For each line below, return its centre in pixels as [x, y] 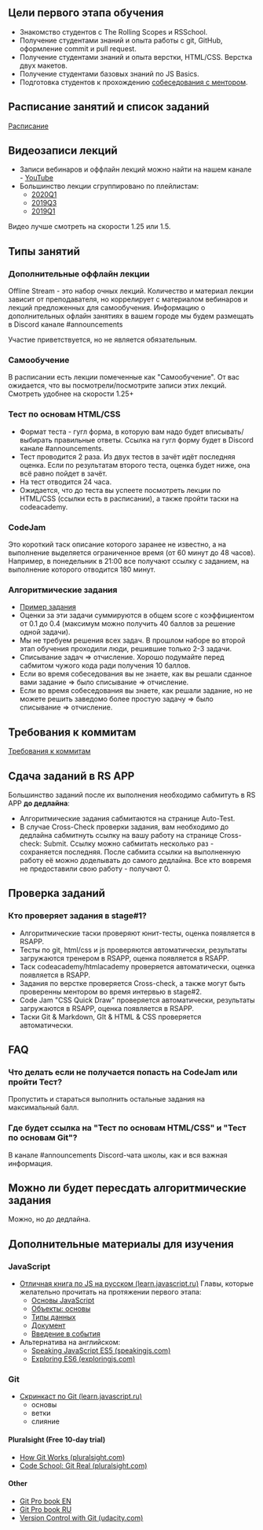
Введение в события [66, 1334]
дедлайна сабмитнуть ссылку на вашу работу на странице [119, 835]
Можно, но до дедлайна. [49, 1219]
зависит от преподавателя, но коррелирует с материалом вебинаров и [128, 299]
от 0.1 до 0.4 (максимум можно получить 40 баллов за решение [127, 624]
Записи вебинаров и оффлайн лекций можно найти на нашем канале [135, 169]
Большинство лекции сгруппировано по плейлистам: [109, 186]
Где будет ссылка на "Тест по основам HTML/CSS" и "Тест [127, 1128]
